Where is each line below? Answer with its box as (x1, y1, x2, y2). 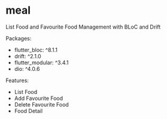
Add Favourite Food (14, 95, 63, 102)
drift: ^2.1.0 (14, 52, 41, 59)
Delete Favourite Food (14, 101, 69, 108)
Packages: (5, 35, 32, 42)
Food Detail (14, 107, 43, 114)
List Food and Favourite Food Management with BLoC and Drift (5, 23, 161, 30)
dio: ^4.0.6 (14, 65, 40, 72)
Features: (5, 77, 29, 84)
